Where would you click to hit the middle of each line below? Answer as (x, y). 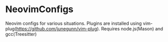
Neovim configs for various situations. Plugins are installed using (73, 23)
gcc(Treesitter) (21, 34)
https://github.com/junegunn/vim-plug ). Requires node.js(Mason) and (90, 28)
